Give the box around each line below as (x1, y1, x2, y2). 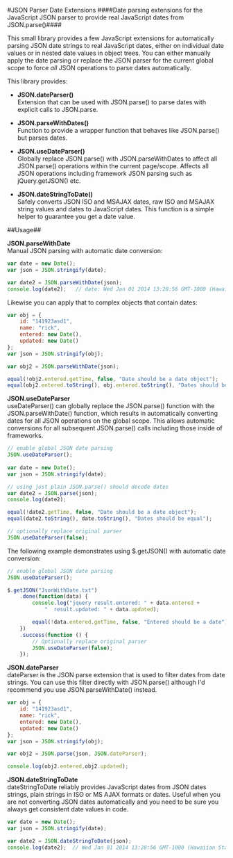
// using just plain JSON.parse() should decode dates (7, 483, 169, 490)
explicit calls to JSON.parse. (17, 106, 98, 113)
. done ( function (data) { (19, 593, 89, 600)
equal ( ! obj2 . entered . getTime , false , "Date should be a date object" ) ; (7, 375, 218, 382)
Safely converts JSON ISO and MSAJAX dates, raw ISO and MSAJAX (17, 197, 215, 206)
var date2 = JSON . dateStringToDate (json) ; (7, 837, 132, 844)
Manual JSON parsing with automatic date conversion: (7, 247, 163, 254)
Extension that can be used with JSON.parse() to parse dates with (17, 98, 207, 106)
